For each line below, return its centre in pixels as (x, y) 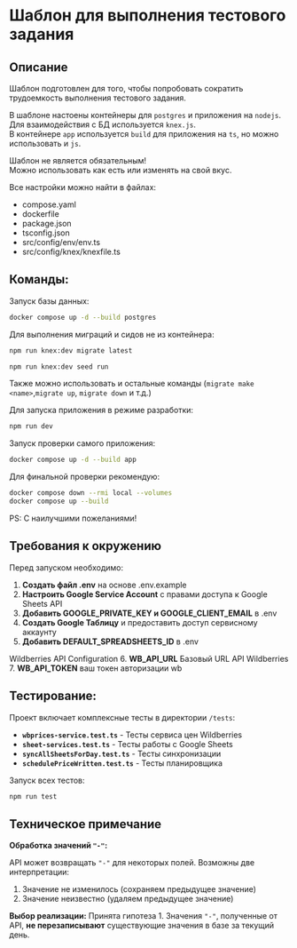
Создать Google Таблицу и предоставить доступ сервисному (140, 622)
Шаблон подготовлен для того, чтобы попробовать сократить (126, 88)
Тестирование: (53, 696)
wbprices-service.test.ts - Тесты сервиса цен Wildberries (132, 735)
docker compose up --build (59, 502)
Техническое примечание (86, 824)
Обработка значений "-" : (59, 846)
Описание (39, 67)
